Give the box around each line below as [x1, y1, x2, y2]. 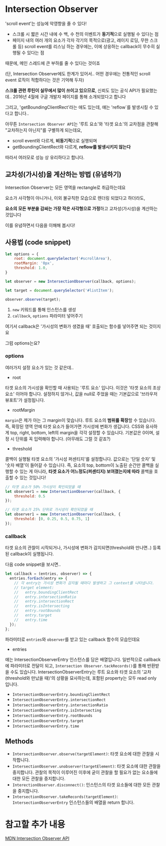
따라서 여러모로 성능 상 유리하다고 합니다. [5, 154, 85, 160]
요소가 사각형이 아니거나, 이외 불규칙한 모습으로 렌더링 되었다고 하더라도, [5, 195, 145, 201]
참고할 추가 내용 [5, 819, 65, 830]
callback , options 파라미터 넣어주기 [12, 312, 83, 318]
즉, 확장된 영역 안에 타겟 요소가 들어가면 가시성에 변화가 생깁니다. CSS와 [5, 423, 145, 429]
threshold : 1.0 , [14, 265, 48, 271]
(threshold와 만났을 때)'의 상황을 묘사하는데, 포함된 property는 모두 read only [5, 675, 157, 681]
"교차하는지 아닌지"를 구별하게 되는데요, [5, 127, 82, 133]
